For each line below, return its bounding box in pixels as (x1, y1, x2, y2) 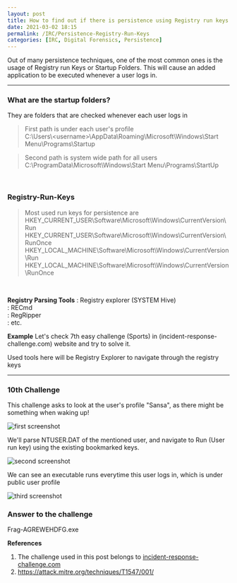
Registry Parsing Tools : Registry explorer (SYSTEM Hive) (7, 296, 176, 304)
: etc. (7, 318, 23, 327)
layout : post (7, 10, 46, 18)
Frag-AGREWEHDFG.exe (7, 525, 79, 534)
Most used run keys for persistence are (24, 208, 139, 217)
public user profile (7, 478, 61, 487)
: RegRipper (7, 311, 42, 319)
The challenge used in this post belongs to (17, 553, 142, 561)
